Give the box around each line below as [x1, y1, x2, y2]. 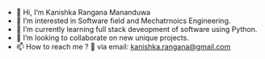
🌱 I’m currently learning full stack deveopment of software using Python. [15, 25, 258, 33]
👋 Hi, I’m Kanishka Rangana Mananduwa [15, 8, 151, 17]
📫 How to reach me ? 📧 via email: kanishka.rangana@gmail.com [15, 42, 231, 51]
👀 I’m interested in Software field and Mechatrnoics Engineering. [15, 16, 231, 26]
